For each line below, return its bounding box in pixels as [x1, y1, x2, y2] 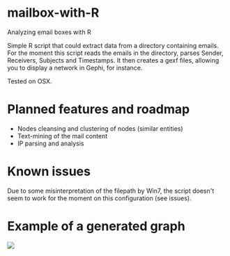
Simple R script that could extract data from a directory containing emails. [7, 41, 220, 49]
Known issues [7, 163, 91, 179]
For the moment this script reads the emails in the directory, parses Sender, [7, 49, 224, 57]
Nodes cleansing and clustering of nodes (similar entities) [17, 124, 183, 133]
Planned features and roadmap [7, 102, 190, 118]
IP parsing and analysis [17, 139, 84, 147]
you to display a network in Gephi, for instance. [7, 63, 143, 72]
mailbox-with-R [7, 5, 100, 21]
